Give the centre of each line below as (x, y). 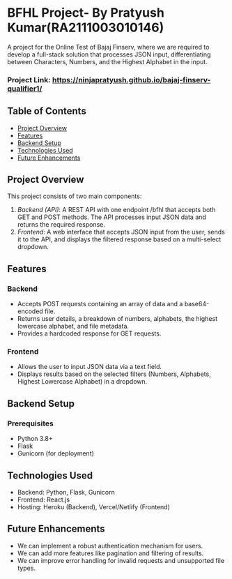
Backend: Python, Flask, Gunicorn (66, 492)
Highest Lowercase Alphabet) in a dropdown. (82, 382)
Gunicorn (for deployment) (55, 453)
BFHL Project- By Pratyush (86, 13)
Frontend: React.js (44, 499)
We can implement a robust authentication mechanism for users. (110, 546)
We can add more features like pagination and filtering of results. (110, 553)
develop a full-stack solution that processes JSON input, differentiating (109, 54)
